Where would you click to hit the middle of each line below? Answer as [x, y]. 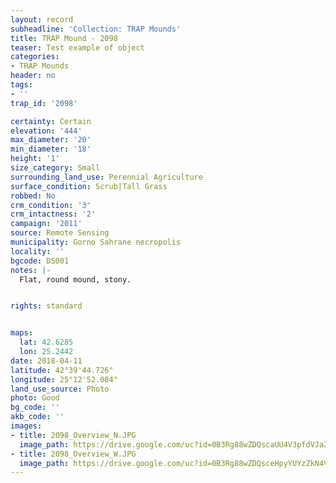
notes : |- [31, 270]
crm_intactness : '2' [53, 214]
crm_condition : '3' [51, 205]
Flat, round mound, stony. [75, 279]
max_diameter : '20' [51, 140]
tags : [21, 85]
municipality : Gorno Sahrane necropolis [96, 242]
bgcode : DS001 [40, 261]
